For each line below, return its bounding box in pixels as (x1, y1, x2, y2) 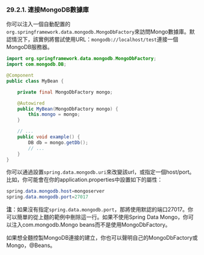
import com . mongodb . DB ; (6, 61, 67, 68)
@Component (6, 72, 34, 79)
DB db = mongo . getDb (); (28, 139, 88, 146)
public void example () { (17, 134, 80, 140)
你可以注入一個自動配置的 (6, 20, 71, 28)
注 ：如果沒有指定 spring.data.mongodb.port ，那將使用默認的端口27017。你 (6, 206, 194, 213)
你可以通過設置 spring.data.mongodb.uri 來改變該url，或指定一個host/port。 (6, 168, 195, 176)
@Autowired (17, 100, 45, 106)
